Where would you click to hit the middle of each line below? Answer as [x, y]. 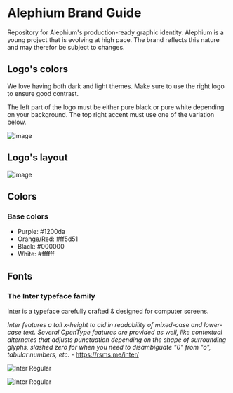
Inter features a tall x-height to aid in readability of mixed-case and [105, 324]
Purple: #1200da [41, 232]
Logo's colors [38, 69]
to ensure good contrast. [43, 93]
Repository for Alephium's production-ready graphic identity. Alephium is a [116, 32]
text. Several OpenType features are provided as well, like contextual [122, 332]
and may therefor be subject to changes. [66, 47]
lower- [213, 324]
